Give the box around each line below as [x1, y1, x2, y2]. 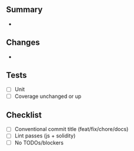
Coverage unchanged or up [14, 93, 82, 100]
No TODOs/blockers [14, 139, 63, 146]
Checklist [6, 110, 42, 120]
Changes [6, 38, 40, 48]
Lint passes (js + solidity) [14, 132, 76, 139]
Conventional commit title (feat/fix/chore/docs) [14, 126, 129, 133]
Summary [6, 5, 43, 15]
